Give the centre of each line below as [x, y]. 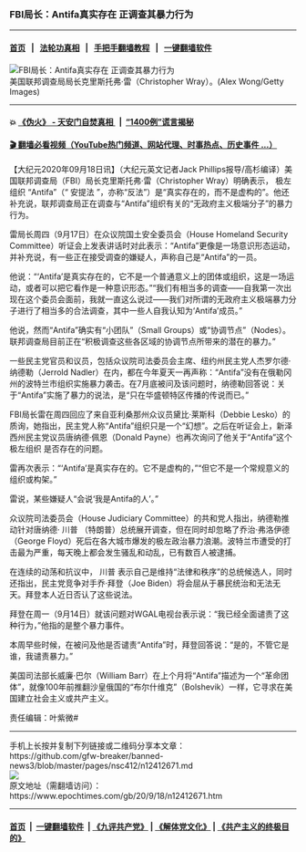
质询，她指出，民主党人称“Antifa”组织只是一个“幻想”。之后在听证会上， [143, 426]
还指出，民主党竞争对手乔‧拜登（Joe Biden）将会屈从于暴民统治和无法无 [145, 583]
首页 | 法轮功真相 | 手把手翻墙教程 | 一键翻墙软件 [111, 47]
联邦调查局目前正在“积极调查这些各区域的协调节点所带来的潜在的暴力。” [143, 342]
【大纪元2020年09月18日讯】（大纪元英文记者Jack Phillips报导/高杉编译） [147, 170]
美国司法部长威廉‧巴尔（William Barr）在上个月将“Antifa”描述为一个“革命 [145, 676]
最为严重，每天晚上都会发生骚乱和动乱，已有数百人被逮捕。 [129, 553]
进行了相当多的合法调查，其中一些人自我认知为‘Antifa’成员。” [130, 311]
